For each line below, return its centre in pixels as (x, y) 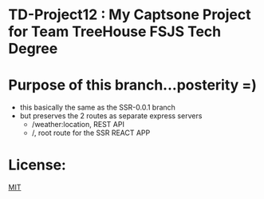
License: (37, 165)
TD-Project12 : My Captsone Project (130, 15)
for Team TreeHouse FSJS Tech (115, 32)
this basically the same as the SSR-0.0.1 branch (97, 107)
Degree (33, 49)
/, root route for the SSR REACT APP (91, 133)
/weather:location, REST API (78, 125)
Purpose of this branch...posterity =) (133, 85)
